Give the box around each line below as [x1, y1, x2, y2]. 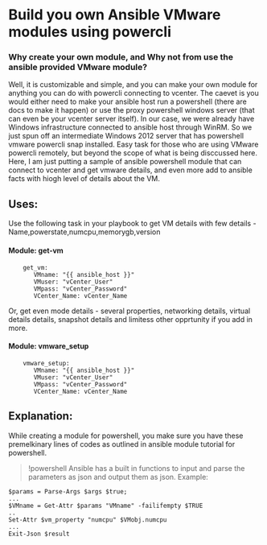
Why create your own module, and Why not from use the [8, 52, 233, 63]
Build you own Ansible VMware [8, 6, 221, 24]
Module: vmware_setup [8, 341, 89, 351]
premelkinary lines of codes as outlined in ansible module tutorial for [8, 439, 236, 448]
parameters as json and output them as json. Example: [27, 472, 209, 481]
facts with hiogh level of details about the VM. [8, 174, 161, 184]
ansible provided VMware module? [8, 62, 147, 73]
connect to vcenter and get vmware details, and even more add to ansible [8, 165, 253, 175]
